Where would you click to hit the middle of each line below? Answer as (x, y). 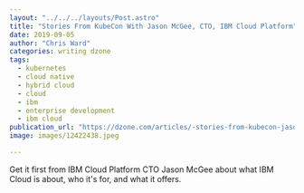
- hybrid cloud (46, 85)
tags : (19, 60)
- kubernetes (42, 69)
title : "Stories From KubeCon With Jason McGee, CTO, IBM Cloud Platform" (153, 26)
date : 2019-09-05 (42, 34)
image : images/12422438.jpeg (64, 136)
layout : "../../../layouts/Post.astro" (85, 18)
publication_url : (42, 128)
